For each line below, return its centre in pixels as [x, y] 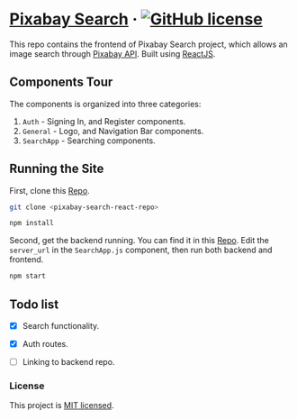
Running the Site [57, 169]
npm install [31, 223]
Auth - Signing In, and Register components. [104, 121]
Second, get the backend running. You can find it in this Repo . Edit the [139, 241]
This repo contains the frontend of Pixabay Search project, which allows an [148, 44]
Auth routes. [45, 344]
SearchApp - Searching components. [89, 141]
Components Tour [61, 82]
